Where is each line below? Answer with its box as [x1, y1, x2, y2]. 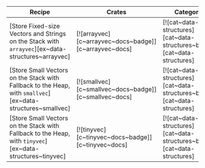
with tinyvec [9, 137, 46, 145]
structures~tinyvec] [9, 152, 66, 160]
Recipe [29, 8, 51, 16]
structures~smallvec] [9, 104, 71, 112]
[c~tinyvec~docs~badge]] [76, 133, 153, 141]
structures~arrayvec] [9, 52, 71, 60]
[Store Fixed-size [9, 22, 60, 30]
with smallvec [9, 89, 49, 97]
